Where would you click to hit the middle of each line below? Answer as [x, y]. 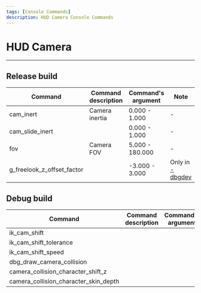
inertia [98, 118]
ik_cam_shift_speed [36, 252]
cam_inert [23, 114]
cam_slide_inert [31, 132]
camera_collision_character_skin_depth [64, 282]
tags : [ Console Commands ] [38, 12]
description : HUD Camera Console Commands [60, 17]
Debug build [29, 198]
